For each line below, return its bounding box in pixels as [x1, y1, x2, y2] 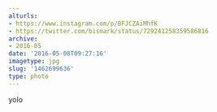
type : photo [8, 72, 49, 80]
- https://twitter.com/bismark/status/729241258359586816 [8, 27, 209, 35]
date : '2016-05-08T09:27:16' [8, 50, 107, 58]
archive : [8, 34, 38, 43]
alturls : [8, 11, 38, 20]
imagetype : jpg [8, 58, 60, 66]
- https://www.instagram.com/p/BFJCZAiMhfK [8, 19, 158, 28]
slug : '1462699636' [8, 65, 75, 73]
